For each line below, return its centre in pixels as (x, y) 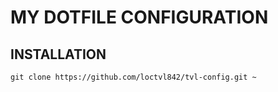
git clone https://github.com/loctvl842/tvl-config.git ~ (133, 77)
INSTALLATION (58, 54)
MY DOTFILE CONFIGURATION (139, 17)
